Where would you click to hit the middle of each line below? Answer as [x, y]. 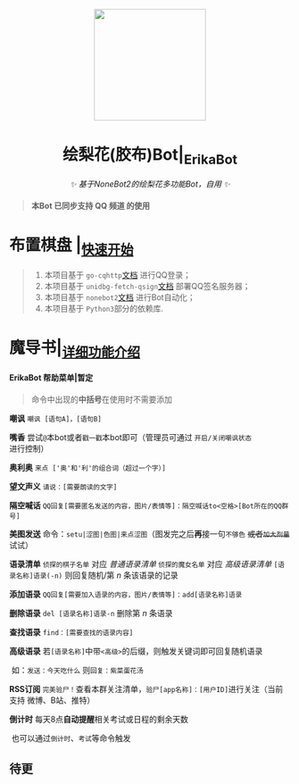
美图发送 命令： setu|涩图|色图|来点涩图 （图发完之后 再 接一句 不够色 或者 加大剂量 [149, 534]
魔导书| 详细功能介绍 [75, 349]
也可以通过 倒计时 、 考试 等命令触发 [71, 738]
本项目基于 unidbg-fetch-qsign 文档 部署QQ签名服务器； [147, 286]
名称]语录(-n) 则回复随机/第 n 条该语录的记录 [97, 575]
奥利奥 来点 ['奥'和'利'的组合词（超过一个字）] [88, 467]
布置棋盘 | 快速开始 [71, 246]
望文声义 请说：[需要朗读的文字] [63, 486]
